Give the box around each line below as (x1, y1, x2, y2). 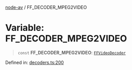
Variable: (5, 22, 45, 33)
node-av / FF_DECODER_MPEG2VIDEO (5, 5, 87, 10)
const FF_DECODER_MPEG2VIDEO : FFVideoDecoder (17, 49, 126, 55)
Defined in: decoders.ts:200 (5, 59, 64, 65)
